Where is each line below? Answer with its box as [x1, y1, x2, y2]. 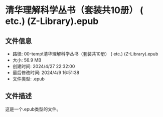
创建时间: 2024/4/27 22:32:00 [12, 63, 75, 69]
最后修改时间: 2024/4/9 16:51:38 [12, 69, 80, 75]
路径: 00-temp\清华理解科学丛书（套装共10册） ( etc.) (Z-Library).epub [12, 51, 158, 56]
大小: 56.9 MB [12, 57, 42, 63]
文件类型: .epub [12, 76, 45, 81]
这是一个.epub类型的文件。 [5, 106, 61, 112]
